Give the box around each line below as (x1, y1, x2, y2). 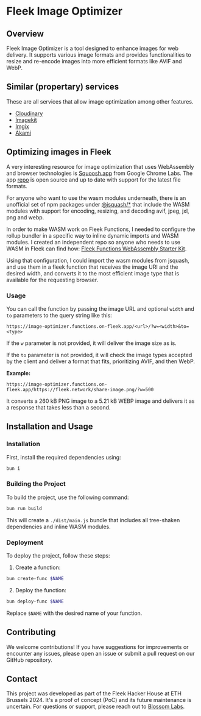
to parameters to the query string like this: (6, 311, 113, 319)
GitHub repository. (6, 656, 53, 664)
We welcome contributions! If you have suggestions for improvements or (6, 643, 189, 650)
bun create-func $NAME (6, 575, 64, 581)
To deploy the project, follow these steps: (6, 551, 110, 559)
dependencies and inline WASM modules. (6, 523, 111, 530)
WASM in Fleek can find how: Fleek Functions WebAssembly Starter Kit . (6, 245, 187, 252)
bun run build (6, 505, 43, 511)
